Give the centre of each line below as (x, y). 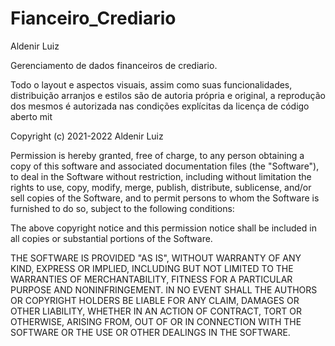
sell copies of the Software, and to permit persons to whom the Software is (165, 198)
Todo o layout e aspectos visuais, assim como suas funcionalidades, (151, 84)
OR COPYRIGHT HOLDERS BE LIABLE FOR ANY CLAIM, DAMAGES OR (155, 300)
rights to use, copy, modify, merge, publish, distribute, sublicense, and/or (161, 187)
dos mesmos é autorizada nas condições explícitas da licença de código (160, 106)
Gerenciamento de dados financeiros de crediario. (114, 65)
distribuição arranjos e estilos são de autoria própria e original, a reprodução (168, 95)
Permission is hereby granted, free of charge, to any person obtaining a (157, 155)
